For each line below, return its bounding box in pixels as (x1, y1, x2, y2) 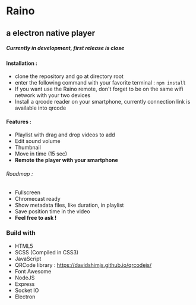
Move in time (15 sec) (14, 150, 67, 157)
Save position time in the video (14, 207, 90, 215)
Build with (6, 229, 36, 237)
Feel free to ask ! (14, 214, 57, 221)
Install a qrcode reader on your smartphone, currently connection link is (14, 98, 191, 105)
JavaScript (14, 255, 42, 262)
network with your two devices (14, 92, 91, 99)
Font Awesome (14, 267, 52, 275)
